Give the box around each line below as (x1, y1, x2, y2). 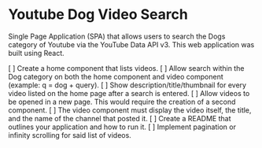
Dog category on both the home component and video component (8, 72, 223, 81)
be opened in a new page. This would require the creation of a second (8, 97, 236, 106)
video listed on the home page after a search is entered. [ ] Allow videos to (8, 88, 250, 98)
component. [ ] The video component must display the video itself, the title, (8, 105, 252, 115)
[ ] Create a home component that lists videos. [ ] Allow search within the (8, 63, 245, 72)
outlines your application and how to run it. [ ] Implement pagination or (8, 122, 236, 131)
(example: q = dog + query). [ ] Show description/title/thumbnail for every (8, 80, 246, 90)
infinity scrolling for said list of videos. (8, 130, 131, 139)
